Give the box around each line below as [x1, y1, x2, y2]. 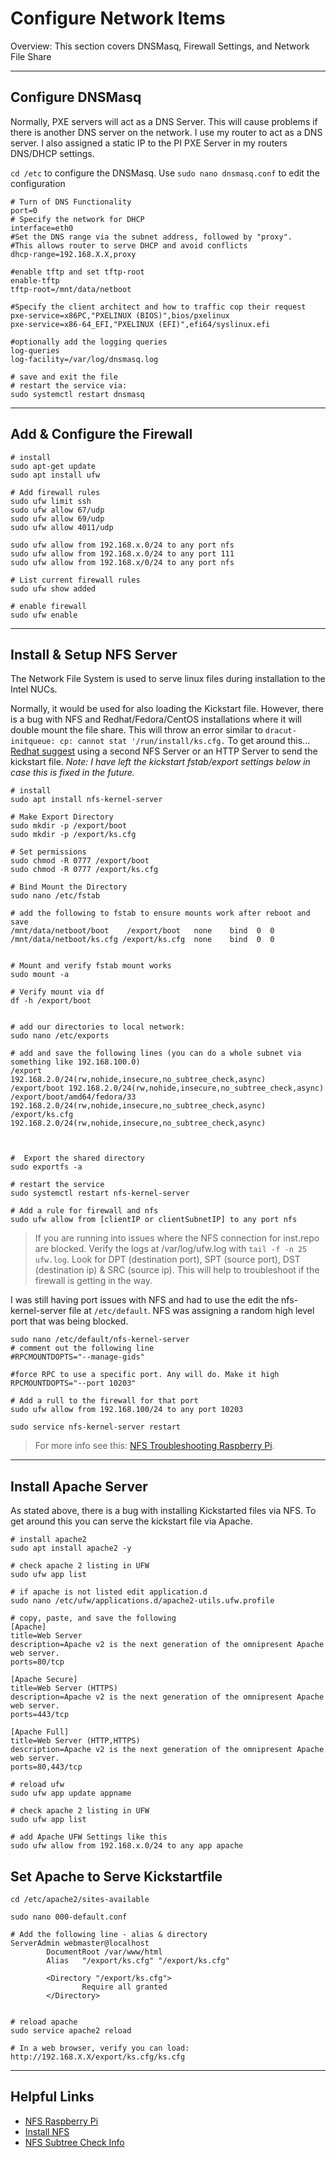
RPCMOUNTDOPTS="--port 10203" [10, 1378, 137, 1389]
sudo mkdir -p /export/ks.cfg [10, 830, 137, 840]
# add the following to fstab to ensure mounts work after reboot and [10, 908, 311, 919]
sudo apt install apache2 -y [10, 1543, 132, 1554]
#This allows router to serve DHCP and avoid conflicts [10, 240, 248, 251]
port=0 [10, 205, 38, 216]
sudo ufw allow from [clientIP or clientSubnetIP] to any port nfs [10, 1215, 298, 1225]
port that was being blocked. [10, 1315, 129, 1327]
